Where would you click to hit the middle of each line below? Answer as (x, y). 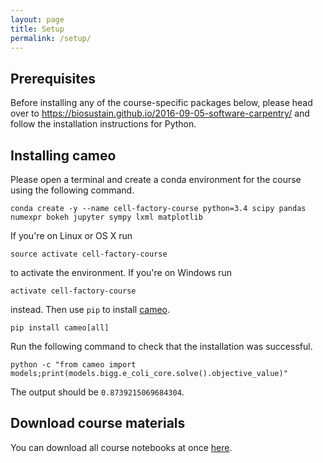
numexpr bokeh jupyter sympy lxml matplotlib (106, 217)
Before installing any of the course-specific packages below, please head (161, 103)
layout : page (37, 19)
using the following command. (72, 190)
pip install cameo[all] (60, 328)
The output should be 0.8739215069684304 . (97, 392)
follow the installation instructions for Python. (103, 124)
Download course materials (98, 423)
